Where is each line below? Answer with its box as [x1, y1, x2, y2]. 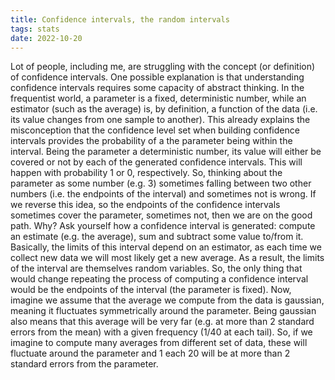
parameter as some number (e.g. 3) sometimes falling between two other [10, 177, 312, 190]
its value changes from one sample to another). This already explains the [10, 114, 311, 126]
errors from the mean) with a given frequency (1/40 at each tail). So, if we [10, 326, 313, 338]
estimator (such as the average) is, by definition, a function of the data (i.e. [10, 103, 318, 115]
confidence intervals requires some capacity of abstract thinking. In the [10, 82, 305, 94]
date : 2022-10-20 [10, 33, 83, 43]
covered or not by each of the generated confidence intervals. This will [10, 156, 303, 168]
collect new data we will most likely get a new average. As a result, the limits [10, 252, 325, 264]
